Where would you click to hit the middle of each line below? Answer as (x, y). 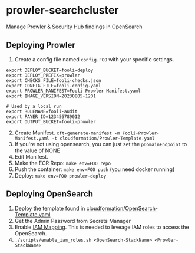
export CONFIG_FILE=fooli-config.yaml (54, 86)
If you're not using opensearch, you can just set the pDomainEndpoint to (101, 144)
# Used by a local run (34, 106)
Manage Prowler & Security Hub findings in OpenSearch (74, 27)
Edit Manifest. (31, 156)
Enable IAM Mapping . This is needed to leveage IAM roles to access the (102, 227)
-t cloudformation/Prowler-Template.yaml (103, 138)
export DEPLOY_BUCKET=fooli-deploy (50, 70)
